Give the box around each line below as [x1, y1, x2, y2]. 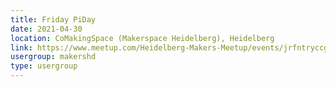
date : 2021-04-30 [10, 24, 83, 34]
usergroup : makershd [10, 52, 97, 62]
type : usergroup [10, 61, 78, 71]
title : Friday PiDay [10, 14, 97, 25]
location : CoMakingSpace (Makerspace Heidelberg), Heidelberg [10, 33, 275, 43]
